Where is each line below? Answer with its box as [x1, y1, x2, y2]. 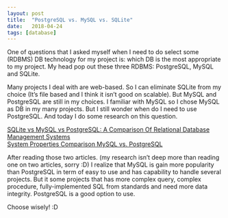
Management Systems [7, 133, 71, 141]
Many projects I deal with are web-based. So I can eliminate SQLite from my [7, 83, 221, 91]
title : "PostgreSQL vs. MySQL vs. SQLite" [7, 16, 134, 23]
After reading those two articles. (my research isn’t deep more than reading [7, 154, 220, 162]
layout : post [7, 10, 45, 17]
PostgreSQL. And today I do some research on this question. [7, 112, 178, 121]
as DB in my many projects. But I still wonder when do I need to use [7, 105, 197, 113]
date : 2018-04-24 [7, 23, 63, 29]
